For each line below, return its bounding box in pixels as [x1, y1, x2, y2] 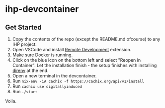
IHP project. [12, 41, 37, 47]
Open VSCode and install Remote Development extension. [12, 47, 132, 52]
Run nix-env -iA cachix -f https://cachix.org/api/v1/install [12, 78, 145, 84]
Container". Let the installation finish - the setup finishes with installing [12, 63, 157, 68]
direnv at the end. [12, 68, 49, 73]
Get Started [5, 23, 42, 32]
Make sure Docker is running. [12, 52, 73, 58]
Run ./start [12, 89, 38, 94]
